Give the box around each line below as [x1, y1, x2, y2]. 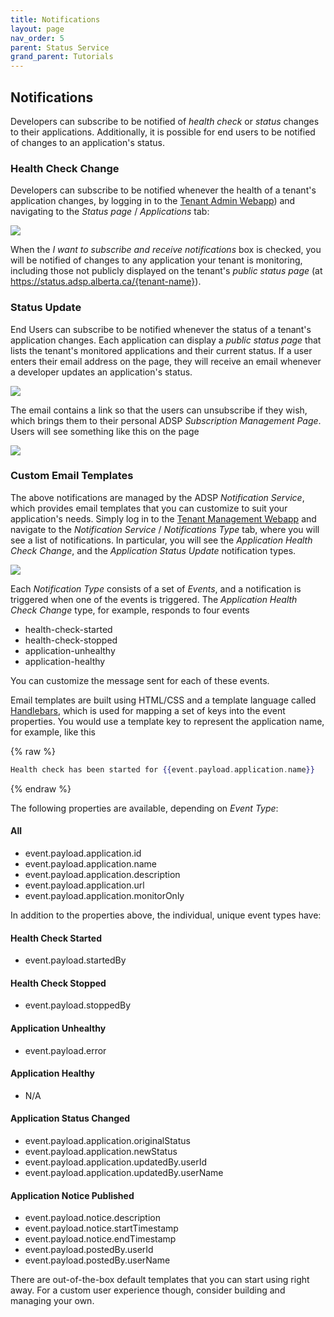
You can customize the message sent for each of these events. [10, 674, 270, 686]
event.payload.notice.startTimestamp [24, 1222, 179, 1235]
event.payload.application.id [24, 847, 142, 859]
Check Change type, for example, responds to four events [10, 604, 250, 616]
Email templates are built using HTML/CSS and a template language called [10, 694, 317, 706]
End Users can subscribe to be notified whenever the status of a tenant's [10, 323, 312, 335]
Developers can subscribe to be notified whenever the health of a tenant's [10, 184, 317, 196]
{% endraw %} [10, 782, 72, 795]
